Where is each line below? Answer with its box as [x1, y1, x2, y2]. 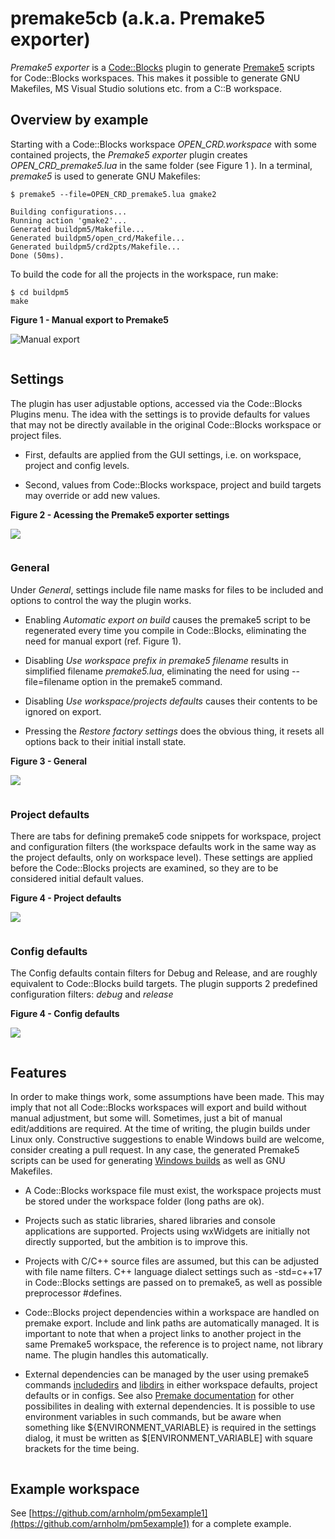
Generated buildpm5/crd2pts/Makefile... [10, 242, 182, 252]
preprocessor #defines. [24, 1287, 123, 1299]
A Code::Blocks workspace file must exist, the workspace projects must [24, 1185, 322, 1197]
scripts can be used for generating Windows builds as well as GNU [10, 1155, 286, 1167]
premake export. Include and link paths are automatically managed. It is [24, 1317, 320, 1329]
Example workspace [10, 1480, 140, 1497]
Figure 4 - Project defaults [10, 892, 122, 904]
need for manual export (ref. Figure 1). [24, 635, 182, 647]
